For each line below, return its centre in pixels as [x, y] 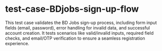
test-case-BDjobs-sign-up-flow [72, 9]
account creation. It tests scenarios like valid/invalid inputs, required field [80, 33]
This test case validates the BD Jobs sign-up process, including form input [81, 23]
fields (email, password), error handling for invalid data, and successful [78, 27]
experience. [17, 43]
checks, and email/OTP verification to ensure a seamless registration [75, 38]
